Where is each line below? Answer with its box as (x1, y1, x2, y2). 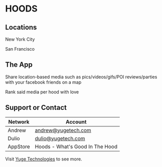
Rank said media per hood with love (5, 89, 79, 95)
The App (5, 61, 33, 69)
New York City (5, 36, 35, 42)
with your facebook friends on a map (5, 79, 82, 85)
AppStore (8, 143, 30, 150)
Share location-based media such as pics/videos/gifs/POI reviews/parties (5, 74, 157, 80)
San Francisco (5, 46, 35, 52)
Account (66, 118, 87, 125)
